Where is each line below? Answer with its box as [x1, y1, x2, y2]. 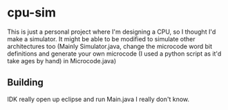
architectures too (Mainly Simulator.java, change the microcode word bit [7, 42, 213, 50]
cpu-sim [7, 5, 57, 21]
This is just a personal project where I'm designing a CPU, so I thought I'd [7, 27, 216, 36]
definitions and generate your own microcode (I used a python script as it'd [7, 49, 222, 58]
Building [7, 77, 44, 89]
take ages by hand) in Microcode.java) [7, 56, 117, 65]
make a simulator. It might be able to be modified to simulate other [7, 34, 196, 43]
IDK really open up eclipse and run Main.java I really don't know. [7, 95, 190, 103]
